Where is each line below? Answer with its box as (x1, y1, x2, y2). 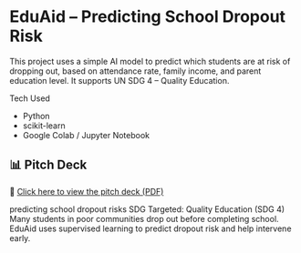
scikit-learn (22, 120, 66, 131)
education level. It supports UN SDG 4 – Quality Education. (9, 75, 230, 86)
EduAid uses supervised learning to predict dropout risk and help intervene (9, 223, 292, 234)
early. (9, 232, 31, 243)
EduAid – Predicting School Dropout (9, 6, 285, 27)
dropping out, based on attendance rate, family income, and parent (9, 66, 262, 76)
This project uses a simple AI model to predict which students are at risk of (9, 56, 291, 66)
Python (22, 110, 50, 121)
